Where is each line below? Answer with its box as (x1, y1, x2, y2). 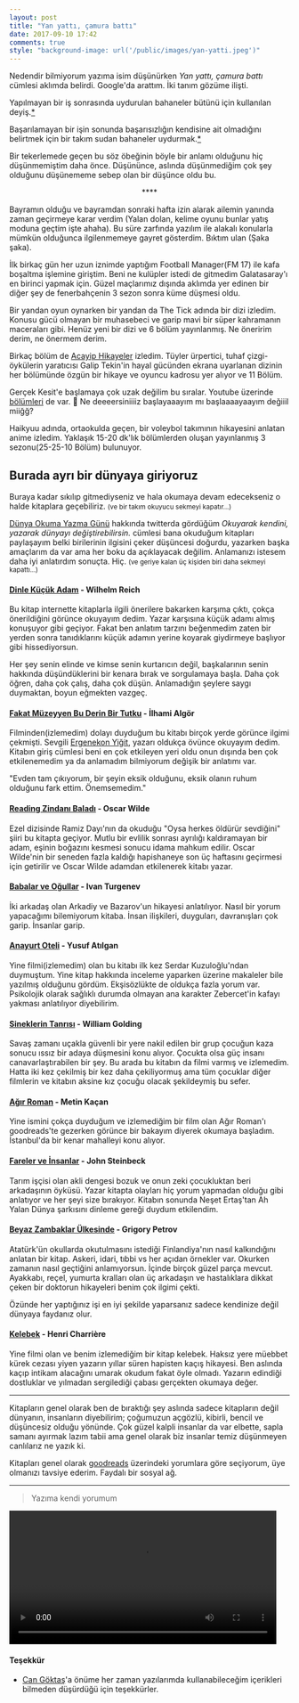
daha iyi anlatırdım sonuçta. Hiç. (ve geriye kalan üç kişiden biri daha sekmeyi (9, 556, 266, 566)
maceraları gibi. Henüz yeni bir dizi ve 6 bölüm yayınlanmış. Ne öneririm (9, 324, 272, 335)
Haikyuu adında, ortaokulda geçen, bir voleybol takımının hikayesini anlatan (9, 423, 285, 434)
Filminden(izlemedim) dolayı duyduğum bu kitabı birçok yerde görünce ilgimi (9, 728, 290, 738)
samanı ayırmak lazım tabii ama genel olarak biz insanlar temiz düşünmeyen (9, 1430, 287, 1441)
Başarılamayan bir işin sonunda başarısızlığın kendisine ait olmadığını (9, 124, 262, 134)
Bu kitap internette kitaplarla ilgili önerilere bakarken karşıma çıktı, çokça (9, 604, 275, 615)
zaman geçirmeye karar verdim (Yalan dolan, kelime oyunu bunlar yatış (9, 214, 269, 224)
